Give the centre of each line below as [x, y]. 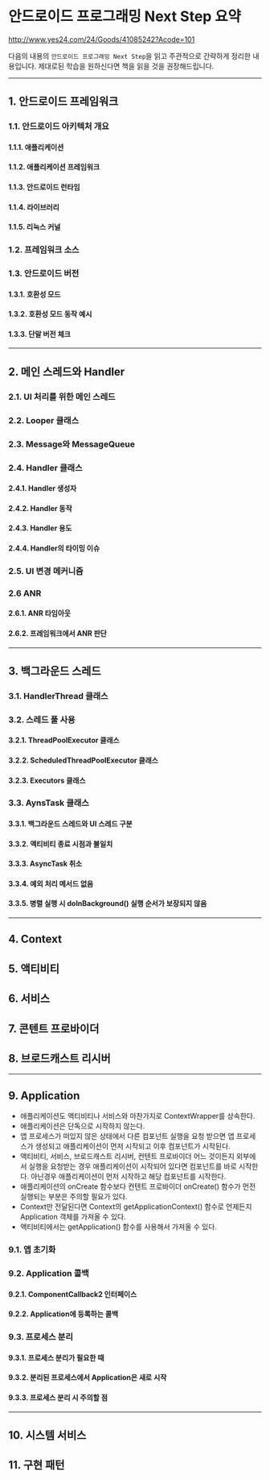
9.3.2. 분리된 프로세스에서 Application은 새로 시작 [88, 1377]
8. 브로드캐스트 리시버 [59, 1059]
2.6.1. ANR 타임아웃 [39, 613]
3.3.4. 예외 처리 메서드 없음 [51, 883]
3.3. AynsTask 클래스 [49, 803]
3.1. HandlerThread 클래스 [58, 696]
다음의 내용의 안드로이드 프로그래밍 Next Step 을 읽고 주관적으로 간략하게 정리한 [130, 56]
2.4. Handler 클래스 [45, 467]
